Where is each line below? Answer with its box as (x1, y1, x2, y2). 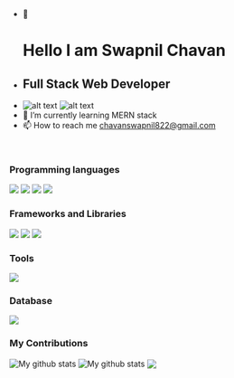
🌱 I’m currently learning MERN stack (22, 109, 157, 120)
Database (9, 294, 52, 307)
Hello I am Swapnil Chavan (22, 41, 226, 61)
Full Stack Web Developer (22, 76, 171, 91)
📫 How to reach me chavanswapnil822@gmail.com (22, 120, 216, 130)
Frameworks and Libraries (9, 208, 126, 221)
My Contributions (9, 337, 89, 350)
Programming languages (9, 163, 120, 175)
